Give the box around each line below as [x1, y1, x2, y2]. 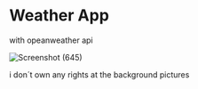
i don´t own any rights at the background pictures [9, 69, 190, 80]
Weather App [9, 5, 109, 26]
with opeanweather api [9, 35, 93, 45]
